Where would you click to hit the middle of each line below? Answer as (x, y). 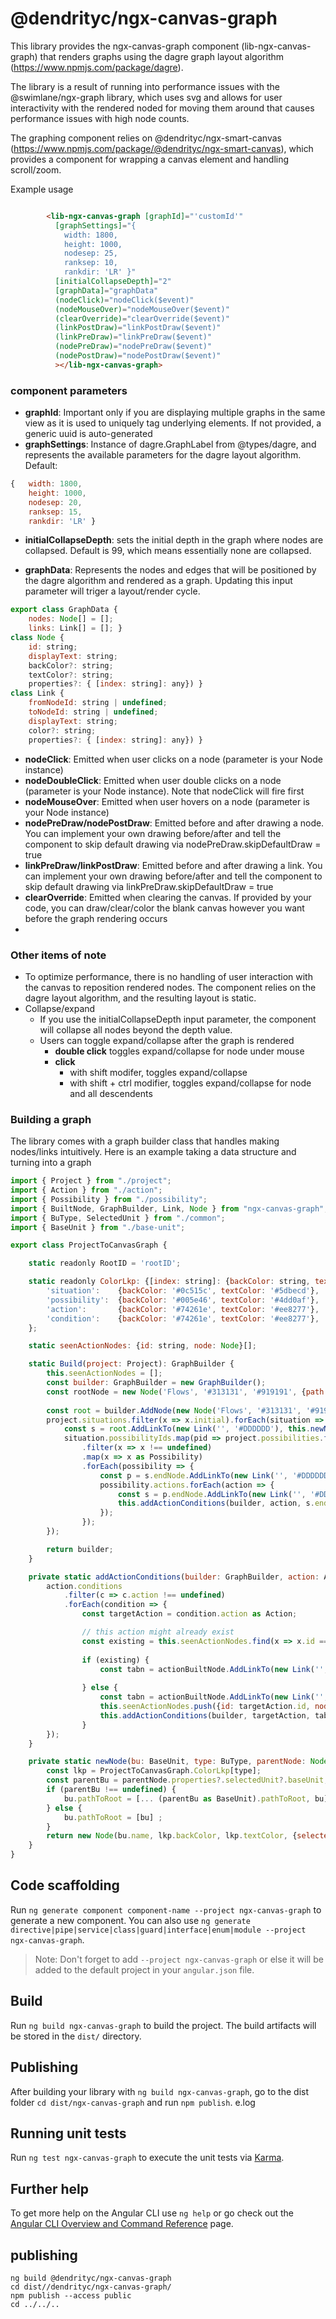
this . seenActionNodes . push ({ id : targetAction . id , (205, 1707)
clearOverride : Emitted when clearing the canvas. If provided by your (168, 897)
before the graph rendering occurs (96, 918)
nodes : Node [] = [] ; (71, 619)
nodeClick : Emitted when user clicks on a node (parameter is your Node (173, 759)
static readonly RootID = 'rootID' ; (105, 1263)
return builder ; (80, 1549)
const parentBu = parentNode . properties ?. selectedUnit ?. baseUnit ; (187, 1780)
